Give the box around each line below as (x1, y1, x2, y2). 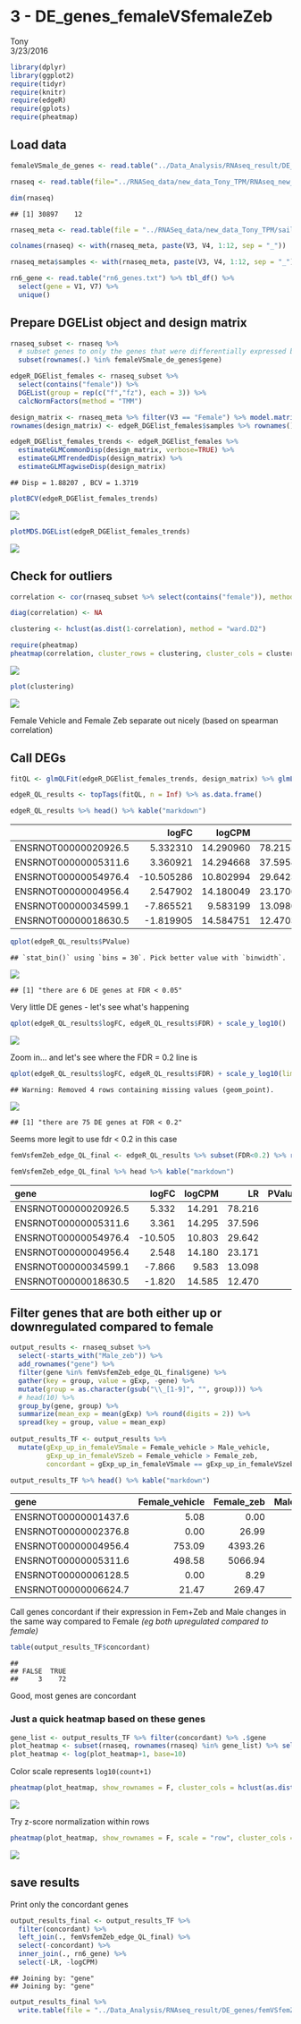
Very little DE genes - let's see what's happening (10, 1002, 190, 1012)
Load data (10, 137, 67, 153)
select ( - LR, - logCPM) (18, 1958, 99, 1967)
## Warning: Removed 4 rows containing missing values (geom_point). (10, 1085, 275, 1094)
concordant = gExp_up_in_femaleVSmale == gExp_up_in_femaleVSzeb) (46, 1459, 298, 1469)
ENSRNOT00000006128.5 (14, 1569, 130, 1582)
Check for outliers (10, 568, 113, 584)
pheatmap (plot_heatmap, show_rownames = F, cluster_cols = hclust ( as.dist (10, 1783, 295, 1792)
